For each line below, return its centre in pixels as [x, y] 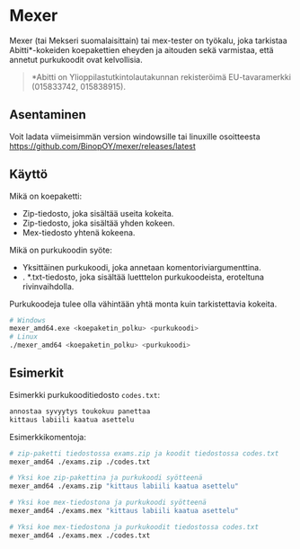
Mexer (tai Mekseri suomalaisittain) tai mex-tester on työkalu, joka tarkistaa [148, 40]
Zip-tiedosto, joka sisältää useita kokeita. [98, 213]
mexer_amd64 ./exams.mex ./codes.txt [80, 536]
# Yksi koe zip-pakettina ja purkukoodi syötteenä [106, 478]
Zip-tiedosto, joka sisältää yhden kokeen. [98, 223]
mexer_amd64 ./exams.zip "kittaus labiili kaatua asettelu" [124, 486]
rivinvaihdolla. [48, 286]
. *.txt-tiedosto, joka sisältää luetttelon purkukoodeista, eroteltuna [143, 277]
